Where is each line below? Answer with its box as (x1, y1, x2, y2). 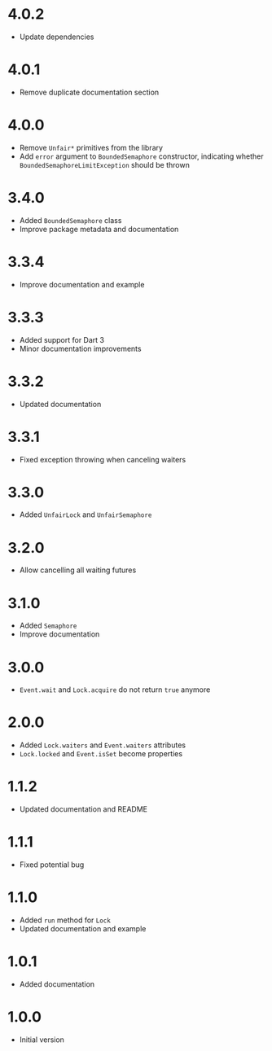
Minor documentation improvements (19, 344, 142, 353)
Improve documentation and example (19, 279, 145, 289)
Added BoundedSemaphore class (19, 215, 122, 225)
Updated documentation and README (19, 804, 148, 814)
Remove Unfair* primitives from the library (19, 142, 164, 152)
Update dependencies (19, 32, 94, 42)
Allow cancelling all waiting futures (19, 565, 137, 575)
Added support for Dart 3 (19, 335, 105, 344)
